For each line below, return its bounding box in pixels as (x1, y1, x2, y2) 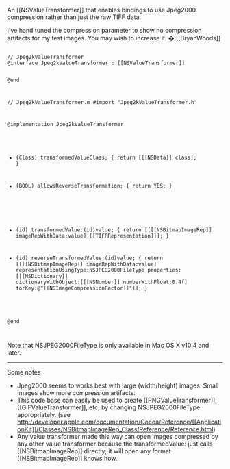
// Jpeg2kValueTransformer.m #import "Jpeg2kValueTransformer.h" (7, 99, 197, 105)
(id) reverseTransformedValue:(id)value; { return (16, 255, 163, 262)
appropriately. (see (16, 410, 71, 418)
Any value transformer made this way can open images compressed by (16, 432, 218, 440)
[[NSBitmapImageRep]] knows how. (16, 454, 118, 462)
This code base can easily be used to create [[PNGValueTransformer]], (16, 396, 217, 404)
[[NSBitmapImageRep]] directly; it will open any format (16, 446, 171, 455)
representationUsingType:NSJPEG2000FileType (16, 267, 145, 274)
